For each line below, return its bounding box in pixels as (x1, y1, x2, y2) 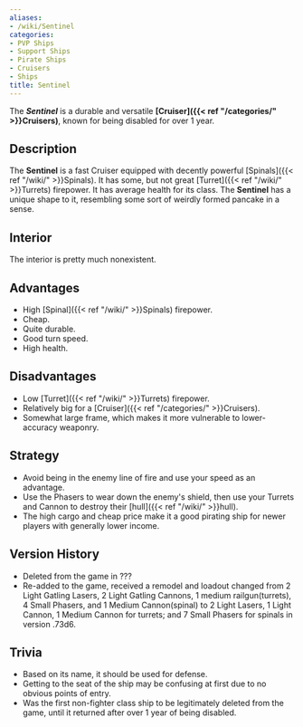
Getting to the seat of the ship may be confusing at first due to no (22, 678, 267, 689)
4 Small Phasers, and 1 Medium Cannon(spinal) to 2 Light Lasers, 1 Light (22, 599, 291, 610)
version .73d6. (22, 618, 77, 629)
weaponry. (59, 422, 99, 433)
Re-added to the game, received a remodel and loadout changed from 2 (22, 580, 291, 591)
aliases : (9, 13, 43, 23)
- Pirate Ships (9, 55, 67, 64)
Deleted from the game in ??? (22, 570, 133, 581)
